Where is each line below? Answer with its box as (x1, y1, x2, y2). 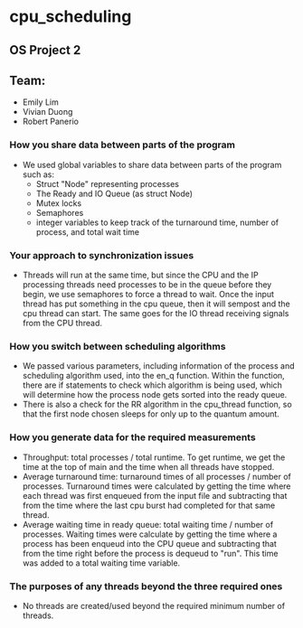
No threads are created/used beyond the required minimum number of (22, 600, 286, 611)
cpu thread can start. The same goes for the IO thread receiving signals (22, 307, 289, 318)
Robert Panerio (22, 116, 80, 127)
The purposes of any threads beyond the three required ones (9, 580, 283, 593)
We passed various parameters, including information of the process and (22, 361, 295, 371)
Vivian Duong (22, 107, 73, 117)
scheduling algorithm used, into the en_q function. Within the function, (22, 370, 285, 381)
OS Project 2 (9, 42, 81, 58)
